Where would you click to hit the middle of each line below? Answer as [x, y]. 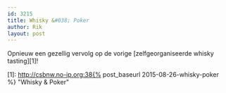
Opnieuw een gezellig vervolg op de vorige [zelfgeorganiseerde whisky [111, 54]
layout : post [26, 33]
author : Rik [25, 27]
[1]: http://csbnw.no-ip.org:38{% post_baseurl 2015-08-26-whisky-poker [113, 75]
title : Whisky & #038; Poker [49, 20]
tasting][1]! [23, 61]
